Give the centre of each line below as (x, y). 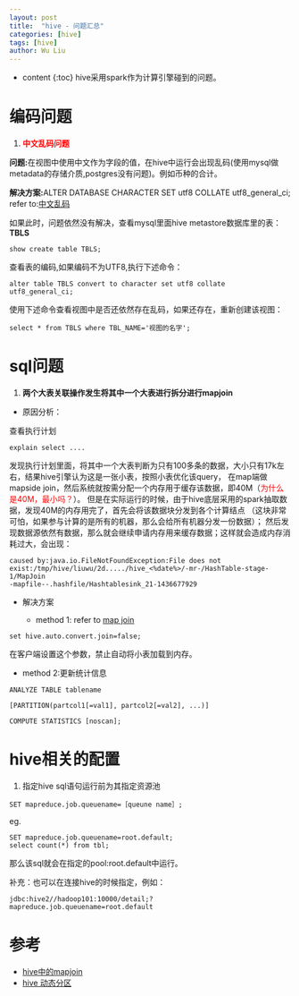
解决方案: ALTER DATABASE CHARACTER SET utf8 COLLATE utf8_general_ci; (150, 192)
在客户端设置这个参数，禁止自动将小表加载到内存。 (103, 654)
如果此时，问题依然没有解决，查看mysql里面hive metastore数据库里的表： (145, 223)
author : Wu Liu (37, 51)
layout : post (33, 17)
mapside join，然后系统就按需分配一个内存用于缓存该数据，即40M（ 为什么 (147, 488)
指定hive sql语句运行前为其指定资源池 (91, 786)
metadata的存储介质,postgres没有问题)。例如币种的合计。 (116, 174)
